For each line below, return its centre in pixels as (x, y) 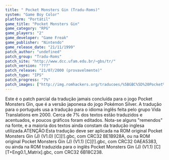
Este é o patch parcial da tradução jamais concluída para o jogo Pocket (79, 99)
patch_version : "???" (28, 66)
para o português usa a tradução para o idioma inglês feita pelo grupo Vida (83, 109)
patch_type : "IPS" (24, 75)
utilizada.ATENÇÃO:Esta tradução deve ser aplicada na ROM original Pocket (84, 130)
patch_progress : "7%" (28, 80)
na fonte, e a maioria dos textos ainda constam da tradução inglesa (75, 125)
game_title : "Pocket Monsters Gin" (43, 24)
